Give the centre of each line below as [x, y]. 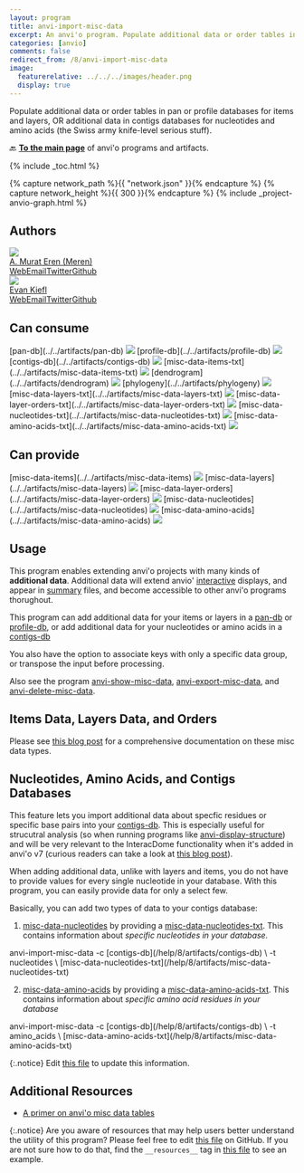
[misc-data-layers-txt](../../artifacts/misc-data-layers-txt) [116, 394]
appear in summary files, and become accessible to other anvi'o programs [148, 590]
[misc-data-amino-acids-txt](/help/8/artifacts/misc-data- [170, 1035]
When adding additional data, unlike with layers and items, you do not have [149, 871]
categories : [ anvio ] [48, 43]
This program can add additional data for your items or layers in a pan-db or [151, 617]
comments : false [40, 52]
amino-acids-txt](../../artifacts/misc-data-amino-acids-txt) [118, 426]
